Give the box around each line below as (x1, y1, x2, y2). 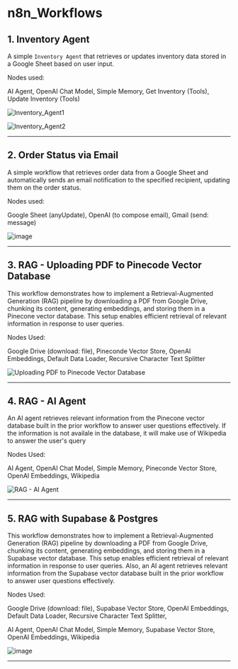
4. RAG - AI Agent (7, 395, 86, 407)
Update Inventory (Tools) (7, 94, 80, 103)
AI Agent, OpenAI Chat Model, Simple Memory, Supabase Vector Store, (7, 626, 215, 634)
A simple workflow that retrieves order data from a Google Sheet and (7, 168, 209, 177)
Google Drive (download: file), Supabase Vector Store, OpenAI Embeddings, (7, 604, 229, 613)
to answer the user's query (7, 436, 86, 445)
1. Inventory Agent (7, 33, 90, 45)
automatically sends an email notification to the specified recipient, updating (7, 175, 230, 184)
